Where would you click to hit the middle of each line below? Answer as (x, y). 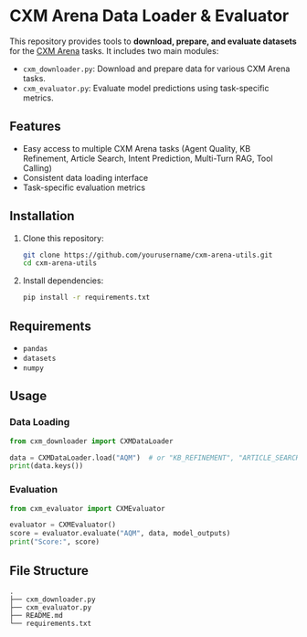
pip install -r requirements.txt (86, 298)
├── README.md (37, 615)
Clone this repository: (63, 238)
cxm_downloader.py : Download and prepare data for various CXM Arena (156, 69)
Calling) (37, 168)
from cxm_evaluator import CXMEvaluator (88, 508)
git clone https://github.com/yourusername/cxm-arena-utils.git (148, 255)
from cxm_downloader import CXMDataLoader (91, 441)
